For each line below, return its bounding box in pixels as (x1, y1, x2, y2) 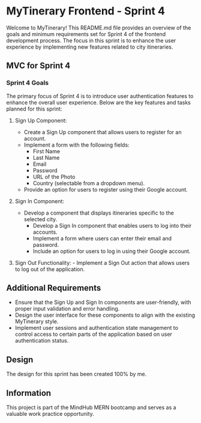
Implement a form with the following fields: (23, 141, 130, 148)
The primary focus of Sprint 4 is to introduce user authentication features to (6, 92, 194, 100)
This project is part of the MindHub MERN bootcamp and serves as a (6, 404, 176, 411)
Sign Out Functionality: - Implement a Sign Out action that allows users (14, 259, 190, 266)
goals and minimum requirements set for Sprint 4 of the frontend (6, 30, 166, 37)
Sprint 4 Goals (6, 79, 49, 87)
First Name (32, 147, 61, 154)
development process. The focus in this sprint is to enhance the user (6, 37, 176, 44)
